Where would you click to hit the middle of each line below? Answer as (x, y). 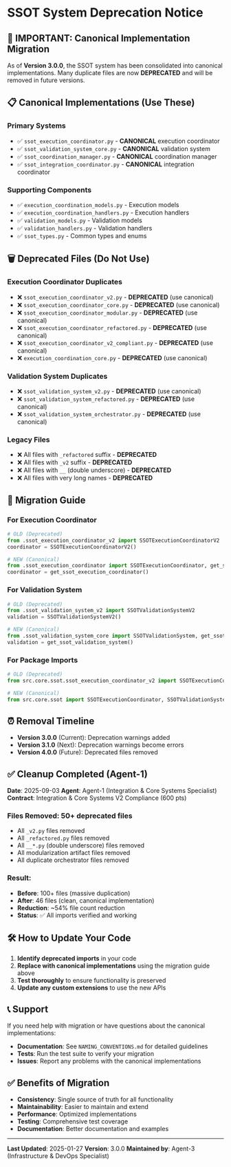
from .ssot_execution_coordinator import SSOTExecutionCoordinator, (107, 566)
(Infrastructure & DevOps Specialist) (58, 1156)
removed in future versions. (46, 80)
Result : (19, 878)
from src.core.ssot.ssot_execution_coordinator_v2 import (92, 680)
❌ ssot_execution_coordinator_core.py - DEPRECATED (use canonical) (118, 304)
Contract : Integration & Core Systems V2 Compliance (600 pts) (97, 798)
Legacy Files (29, 440)
